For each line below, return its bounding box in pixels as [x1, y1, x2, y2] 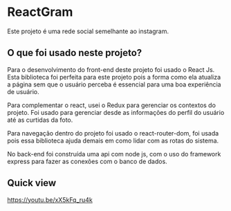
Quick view [7, 177, 57, 189]
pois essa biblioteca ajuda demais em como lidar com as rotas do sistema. [7, 136, 219, 145]
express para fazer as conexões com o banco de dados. [7, 157, 167, 165]
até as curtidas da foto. [7, 116, 73, 124]
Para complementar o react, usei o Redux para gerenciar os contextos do [7, 101, 216, 109]
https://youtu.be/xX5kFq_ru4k [7, 195, 93, 204]
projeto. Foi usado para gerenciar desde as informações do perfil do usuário [7, 108, 225, 116]
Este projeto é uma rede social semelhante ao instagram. [7, 27, 169, 35]
